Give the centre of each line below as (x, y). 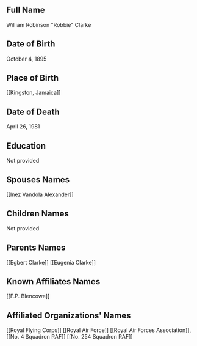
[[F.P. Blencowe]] (28, 296)
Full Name (26, 10)
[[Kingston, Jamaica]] (34, 93)
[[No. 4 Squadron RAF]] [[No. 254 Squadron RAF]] (70, 337)
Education (26, 146)
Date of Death (33, 112)
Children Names (38, 214)
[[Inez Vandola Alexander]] (40, 194)
